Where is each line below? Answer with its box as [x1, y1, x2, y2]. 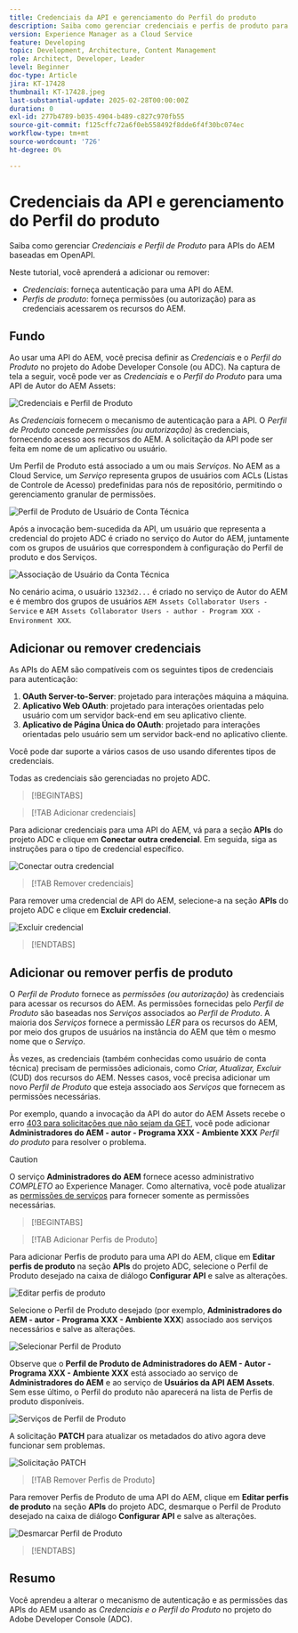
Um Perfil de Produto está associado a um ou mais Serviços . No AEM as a [9, 460, 280, 472]
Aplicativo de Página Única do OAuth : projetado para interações [21, 719, 261, 730]
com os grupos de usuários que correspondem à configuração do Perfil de [9, 542, 284, 553]
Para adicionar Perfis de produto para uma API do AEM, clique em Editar [9, 1252, 276, 1262]
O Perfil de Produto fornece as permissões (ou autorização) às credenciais [9, 989, 285, 999]
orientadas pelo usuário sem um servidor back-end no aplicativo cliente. [21, 729, 288, 740]
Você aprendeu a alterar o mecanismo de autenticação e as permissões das [9, 1595, 288, 1605]
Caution [9, 1154, 38, 1165]
